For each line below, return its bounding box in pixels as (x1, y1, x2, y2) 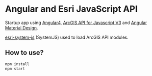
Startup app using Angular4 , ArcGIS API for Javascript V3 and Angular (5, 20, 147, 25)
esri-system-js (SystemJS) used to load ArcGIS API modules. (5, 34, 128, 40)
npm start (5, 66, 25, 71)
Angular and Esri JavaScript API (5, 3, 138, 15)
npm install (5, 61, 29, 67)
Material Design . (5, 25, 38, 30)
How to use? (5, 49, 44, 57)
